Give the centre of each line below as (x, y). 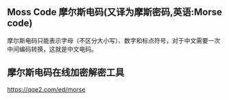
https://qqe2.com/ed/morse (46, 89)
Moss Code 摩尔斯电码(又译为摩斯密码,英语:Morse (115, 12)
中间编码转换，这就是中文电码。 (52, 49)
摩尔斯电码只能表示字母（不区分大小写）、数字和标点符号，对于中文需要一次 (114, 40)
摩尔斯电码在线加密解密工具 (66, 72)
